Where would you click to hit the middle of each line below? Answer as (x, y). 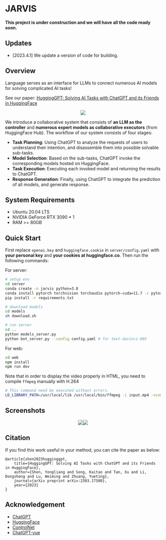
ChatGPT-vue (26, 533)
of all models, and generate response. (51, 184)
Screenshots (25, 411)
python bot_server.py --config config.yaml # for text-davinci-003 (76, 339)
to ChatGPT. (25, 174)
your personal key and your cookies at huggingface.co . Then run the (77, 255)
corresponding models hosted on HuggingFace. (61, 163)
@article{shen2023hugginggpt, (36, 459)
